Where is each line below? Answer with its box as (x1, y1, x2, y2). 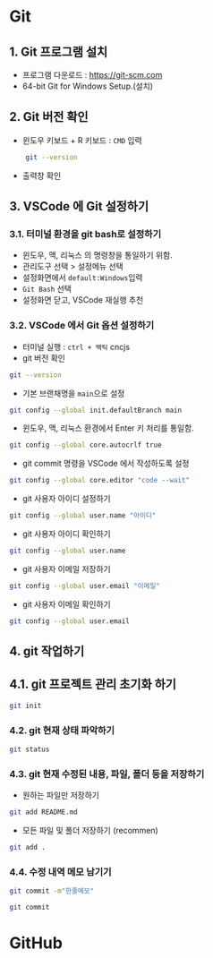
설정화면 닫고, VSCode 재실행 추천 (21, 295, 144, 305)
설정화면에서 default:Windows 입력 (21, 272, 143, 283)
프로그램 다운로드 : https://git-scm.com (21, 70, 163, 80)
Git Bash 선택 (21, 284, 72, 295)
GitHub (9, 933, 63, 954)
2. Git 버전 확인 (9, 109, 89, 124)
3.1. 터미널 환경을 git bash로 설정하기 (9, 228, 162, 240)
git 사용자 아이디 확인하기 (21, 528, 111, 539)
